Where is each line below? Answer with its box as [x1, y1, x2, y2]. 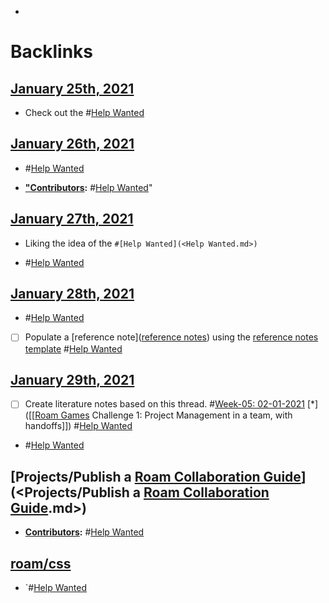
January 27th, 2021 [10, 211, 134, 228]
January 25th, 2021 [10, 80, 135, 97]
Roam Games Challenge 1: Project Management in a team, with [34, 409, 293, 421]
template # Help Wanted [24, 342, 123, 355]
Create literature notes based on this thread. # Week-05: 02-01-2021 [24, 398, 306, 410]
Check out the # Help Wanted [24, 107, 145, 118]
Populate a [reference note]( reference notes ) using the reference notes [24, 331, 319, 343]
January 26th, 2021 [10, 136, 135, 153]
